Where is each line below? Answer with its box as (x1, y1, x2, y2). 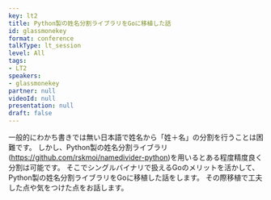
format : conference (8, 34, 74, 43)
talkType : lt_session (8, 42, 82, 50)
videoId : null (8, 94, 57, 102)
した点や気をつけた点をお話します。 (8, 183, 129, 192)
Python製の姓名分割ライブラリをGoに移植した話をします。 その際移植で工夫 (8, 173, 263, 182)
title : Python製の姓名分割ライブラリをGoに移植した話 (8, 19, 171, 27)
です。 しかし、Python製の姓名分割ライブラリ (15, 143, 168, 152)
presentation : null (8, 102, 74, 110)
